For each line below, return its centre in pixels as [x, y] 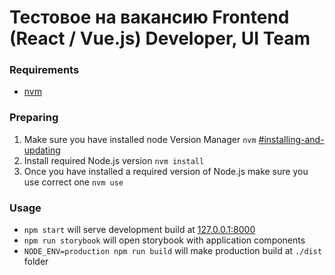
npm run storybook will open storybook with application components [164, 240]
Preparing [34, 118]
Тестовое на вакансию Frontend [149, 17]
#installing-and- [291, 139]
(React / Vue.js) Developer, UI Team [160, 38]
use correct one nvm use [73, 182]
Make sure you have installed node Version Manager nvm [140, 139]
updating [42, 150]
